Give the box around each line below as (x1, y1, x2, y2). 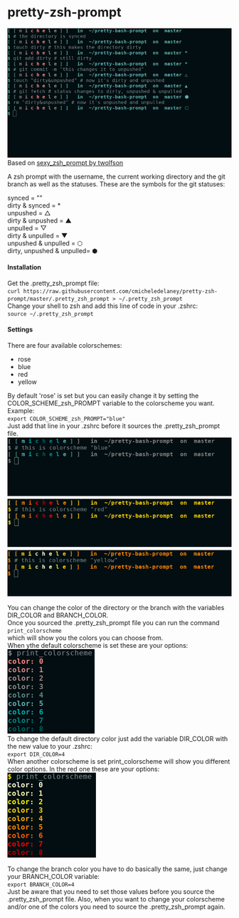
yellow (17, 378, 37, 386)
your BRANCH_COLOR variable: (7, 872, 100, 881)
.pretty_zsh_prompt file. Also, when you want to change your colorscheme (7, 895, 225, 904)
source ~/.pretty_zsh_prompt (7, 310, 94, 317)
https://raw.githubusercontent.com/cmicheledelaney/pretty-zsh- (23, 287, 218, 295)
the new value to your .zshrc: (7, 742, 92, 751)
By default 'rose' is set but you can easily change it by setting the (7, 391, 199, 400)
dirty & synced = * (7, 201, 61, 210)
